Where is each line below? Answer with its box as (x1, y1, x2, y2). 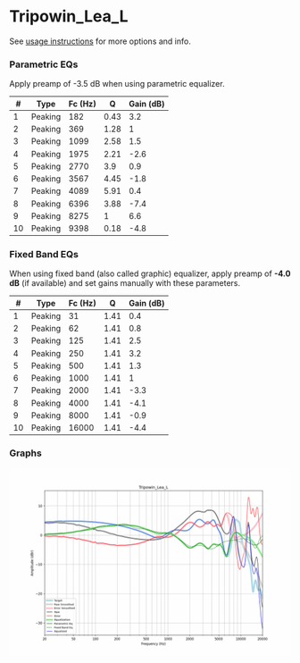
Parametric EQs (9, 58, 79, 71)
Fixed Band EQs (9, 248, 79, 260)
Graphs (9, 447, 42, 459)
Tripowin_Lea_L (9, 6, 129, 27)
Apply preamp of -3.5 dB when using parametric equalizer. (9, 79, 225, 89)
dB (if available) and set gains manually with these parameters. (9, 278, 241, 289)
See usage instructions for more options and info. (9, 36, 192, 46)
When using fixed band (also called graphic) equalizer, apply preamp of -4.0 (9, 268, 291, 279)
